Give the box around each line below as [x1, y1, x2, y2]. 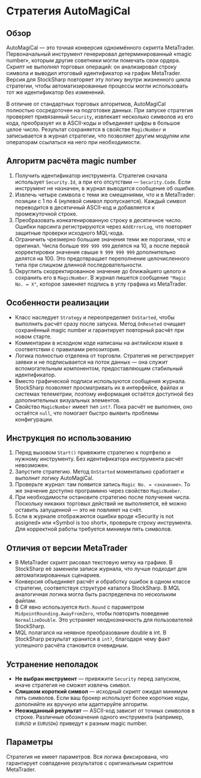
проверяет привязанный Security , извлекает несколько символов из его [6, 113, 194, 120]
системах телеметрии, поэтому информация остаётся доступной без [14, 390, 194, 397]
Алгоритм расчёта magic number [6, 156, 137, 166]
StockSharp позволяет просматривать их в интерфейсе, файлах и [14, 384, 184, 391]
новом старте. [14, 333, 52, 340]
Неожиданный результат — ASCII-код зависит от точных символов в [14, 707, 195, 714]
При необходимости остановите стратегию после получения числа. [14, 493, 191, 501]
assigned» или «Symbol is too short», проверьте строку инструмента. [14, 519, 193, 526]
